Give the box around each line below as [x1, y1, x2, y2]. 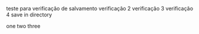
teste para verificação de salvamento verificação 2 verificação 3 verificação [6, 5, 194, 12]
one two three [6, 23, 41, 29]
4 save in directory [6, 11, 52, 18]
